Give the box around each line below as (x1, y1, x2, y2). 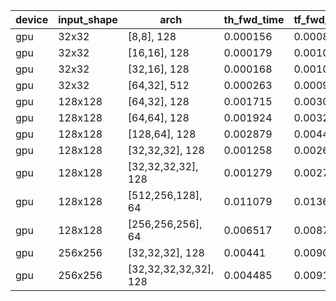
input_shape (58, 13, 118, 26)
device (15, 13, 49, 26)
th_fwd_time (223, 13, 285, 26)
